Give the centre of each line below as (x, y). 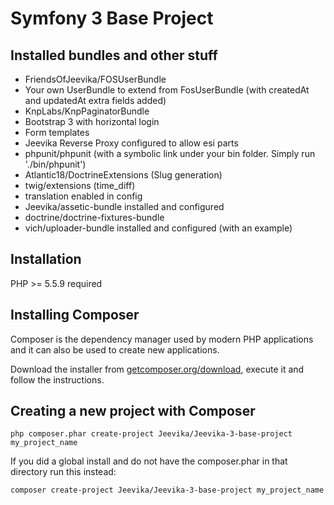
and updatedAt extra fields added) (95, 100)
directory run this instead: (63, 472)
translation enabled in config (83, 196)
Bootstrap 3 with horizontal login (92, 121)
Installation (46, 259)
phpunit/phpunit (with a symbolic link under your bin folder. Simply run (170, 153)
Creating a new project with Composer (133, 411)
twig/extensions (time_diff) (80, 185)
